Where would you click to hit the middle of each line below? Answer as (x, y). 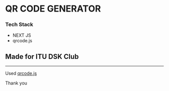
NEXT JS (22, 35)
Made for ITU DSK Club (42, 57)
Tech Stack (19, 25)
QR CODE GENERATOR (53, 9)
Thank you (16, 83)
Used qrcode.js (21, 73)
